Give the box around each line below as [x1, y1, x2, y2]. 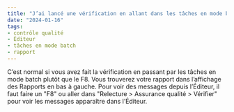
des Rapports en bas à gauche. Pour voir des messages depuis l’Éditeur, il [7, 82, 220, 91]
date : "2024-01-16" [7, 17, 64, 24]
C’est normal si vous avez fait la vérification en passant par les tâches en [7, 67, 217, 76]
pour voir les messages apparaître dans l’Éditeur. [7, 97, 148, 105]
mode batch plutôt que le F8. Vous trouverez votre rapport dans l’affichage [7, 75, 221, 83]
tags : [7, 23, 23, 30]
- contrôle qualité [7, 29, 64, 37]
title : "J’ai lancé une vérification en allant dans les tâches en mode [7, 10, 223, 17]
